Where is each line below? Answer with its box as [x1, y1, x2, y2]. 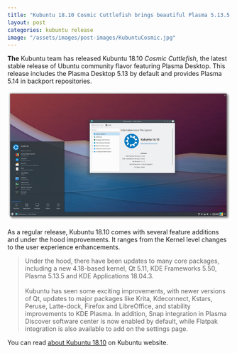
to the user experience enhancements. [7, 242, 121, 251]
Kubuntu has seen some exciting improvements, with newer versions [24, 286, 226, 295]
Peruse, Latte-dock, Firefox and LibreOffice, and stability [24, 302, 191, 310]
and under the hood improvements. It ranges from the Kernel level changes [7, 235, 227, 244]
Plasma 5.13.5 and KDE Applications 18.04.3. [24, 271, 154, 280]
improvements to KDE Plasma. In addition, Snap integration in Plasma [24, 309, 227, 317]
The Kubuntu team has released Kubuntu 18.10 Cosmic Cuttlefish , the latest [7, 54, 227, 63]
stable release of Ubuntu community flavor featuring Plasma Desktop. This [7, 62, 226, 70]
